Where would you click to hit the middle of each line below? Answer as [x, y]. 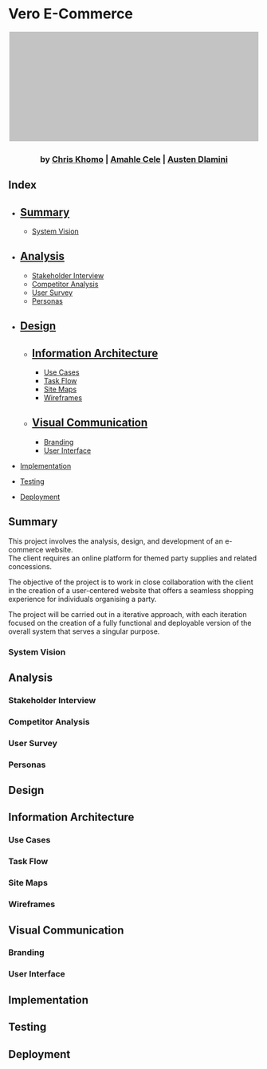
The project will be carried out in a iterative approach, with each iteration [128, 614]
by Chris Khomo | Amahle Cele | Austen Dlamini [134, 159]
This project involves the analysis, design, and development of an [116, 541]
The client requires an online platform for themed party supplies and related [133, 558]
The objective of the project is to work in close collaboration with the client [131, 582]
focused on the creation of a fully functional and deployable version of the [130, 623]
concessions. [30, 566]
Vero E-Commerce [71, 14]
